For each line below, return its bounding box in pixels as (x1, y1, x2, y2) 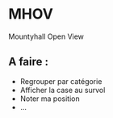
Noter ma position (19, 94, 80, 103)
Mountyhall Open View (8, 32, 85, 41)
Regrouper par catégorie (19, 76, 103, 86)
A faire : (8, 55, 49, 69)
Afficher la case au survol (19, 85, 106, 95)
